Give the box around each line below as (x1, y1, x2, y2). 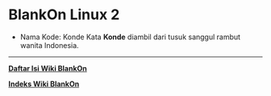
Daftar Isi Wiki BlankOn (8, 63, 87, 73)
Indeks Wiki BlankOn (8, 78, 80, 89)
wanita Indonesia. (19, 40, 79, 50)
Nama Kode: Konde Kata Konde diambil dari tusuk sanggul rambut (19, 32, 240, 42)
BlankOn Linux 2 (8, 6, 120, 24)
